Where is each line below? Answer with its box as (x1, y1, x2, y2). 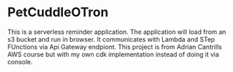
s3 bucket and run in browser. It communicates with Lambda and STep (7, 35, 216, 43)
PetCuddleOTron (7, 4, 109, 20)
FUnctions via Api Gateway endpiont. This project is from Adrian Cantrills (7, 42, 222, 51)
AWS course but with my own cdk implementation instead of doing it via (7, 50, 219, 59)
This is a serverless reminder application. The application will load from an (7, 28, 227, 36)
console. (7, 57, 34, 66)
